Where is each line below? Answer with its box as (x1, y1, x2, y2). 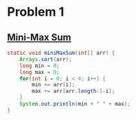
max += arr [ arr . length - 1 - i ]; (32, 88, 115, 95)
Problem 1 (7, 4, 65, 20)
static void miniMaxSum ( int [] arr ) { (7, 49, 115, 56)
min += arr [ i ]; (32, 82, 76, 88)
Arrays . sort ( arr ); (19, 56, 72, 62)
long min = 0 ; (19, 62, 60, 69)
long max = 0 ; (19, 69, 60, 75)
